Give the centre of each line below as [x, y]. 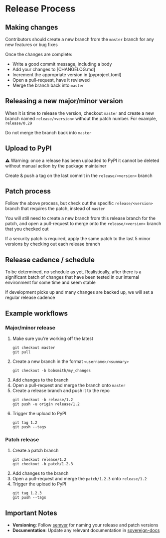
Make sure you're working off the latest [53, 338]
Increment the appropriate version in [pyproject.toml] [67, 75]
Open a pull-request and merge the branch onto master [69, 385]
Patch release [22, 439]
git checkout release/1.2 [39, 460]
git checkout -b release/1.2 [43, 400]
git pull [21, 352]
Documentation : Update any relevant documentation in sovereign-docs [86, 530]
